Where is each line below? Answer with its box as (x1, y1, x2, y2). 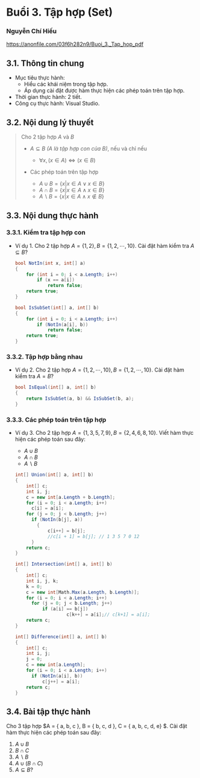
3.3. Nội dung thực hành (6, 210, 99, 221)
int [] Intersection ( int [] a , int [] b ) (14, 561, 113, 568)
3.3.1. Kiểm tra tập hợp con (6, 229, 86, 237)
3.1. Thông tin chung (6, 58, 84, 68)
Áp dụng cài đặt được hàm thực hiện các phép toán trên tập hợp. (23, 87, 185, 94)
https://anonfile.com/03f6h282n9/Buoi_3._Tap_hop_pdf (6, 40, 144, 48)
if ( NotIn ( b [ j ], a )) (31, 517, 83, 523)
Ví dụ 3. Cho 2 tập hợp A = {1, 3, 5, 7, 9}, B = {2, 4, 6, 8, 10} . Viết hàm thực (14, 429, 194, 437)
